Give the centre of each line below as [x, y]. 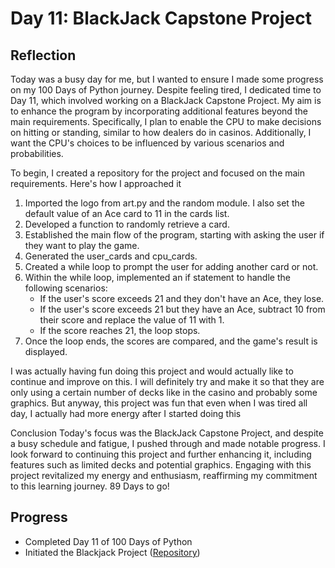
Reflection [43, 55]
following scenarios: [66, 288]
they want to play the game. [82, 245]
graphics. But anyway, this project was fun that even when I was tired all [159, 403]
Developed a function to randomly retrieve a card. [127, 224]
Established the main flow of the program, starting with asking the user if [174, 235]
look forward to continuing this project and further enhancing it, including [161, 454]
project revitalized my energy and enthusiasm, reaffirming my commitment [164, 475]
